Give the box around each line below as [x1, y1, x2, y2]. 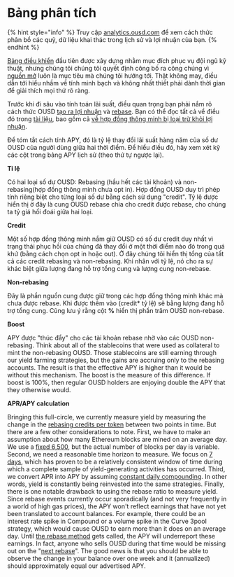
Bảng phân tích [7, 5, 96, 21]
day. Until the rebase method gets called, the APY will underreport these [7, 531, 215, 540]
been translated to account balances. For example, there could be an [7, 509, 206, 517]
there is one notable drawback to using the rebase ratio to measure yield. [7, 487, 218, 495]
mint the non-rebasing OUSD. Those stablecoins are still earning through [7, 348, 217, 356]
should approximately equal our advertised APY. [7, 562, 146, 570]
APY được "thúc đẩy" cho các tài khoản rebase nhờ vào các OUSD [7, 333, 199, 342]
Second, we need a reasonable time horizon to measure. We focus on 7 [7, 450, 213, 458]
